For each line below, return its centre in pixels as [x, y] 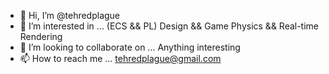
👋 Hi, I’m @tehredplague [70, 15]
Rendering [41, 36]
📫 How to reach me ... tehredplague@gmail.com [120, 58]
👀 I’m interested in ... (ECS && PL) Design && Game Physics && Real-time [169, 26]
